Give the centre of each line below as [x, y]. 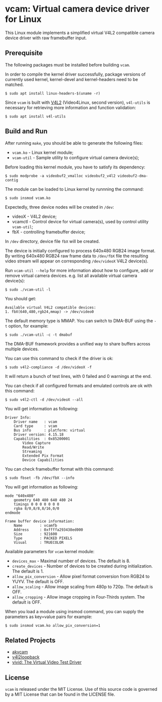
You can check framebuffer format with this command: [59, 469]
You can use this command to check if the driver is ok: [59, 358]
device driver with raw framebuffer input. [46, 38]
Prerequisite [24, 53]
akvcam [20, 652]
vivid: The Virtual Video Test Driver [47, 662]
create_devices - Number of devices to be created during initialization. [82, 566]
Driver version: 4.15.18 [39, 434]
